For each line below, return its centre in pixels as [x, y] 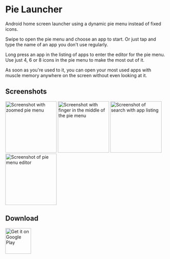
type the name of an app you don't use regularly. [57, 44]
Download [22, 219]
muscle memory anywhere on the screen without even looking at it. [76, 75]
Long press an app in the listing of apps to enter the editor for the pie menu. [85, 54]
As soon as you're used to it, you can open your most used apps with [78, 70]
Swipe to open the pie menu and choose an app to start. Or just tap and [81, 39]
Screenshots [26, 92]
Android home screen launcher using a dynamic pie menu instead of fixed [83, 24]
